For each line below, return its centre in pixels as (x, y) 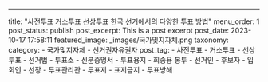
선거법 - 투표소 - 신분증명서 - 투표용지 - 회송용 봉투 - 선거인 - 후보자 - (137, 60)
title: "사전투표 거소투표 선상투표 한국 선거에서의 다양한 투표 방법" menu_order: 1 (134, 21)
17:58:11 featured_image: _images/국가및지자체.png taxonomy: (128, 40)
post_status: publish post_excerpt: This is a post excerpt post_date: (119, 30)
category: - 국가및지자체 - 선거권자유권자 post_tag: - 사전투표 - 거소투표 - (124, 50)
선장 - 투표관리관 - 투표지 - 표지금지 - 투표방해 (100, 70)
